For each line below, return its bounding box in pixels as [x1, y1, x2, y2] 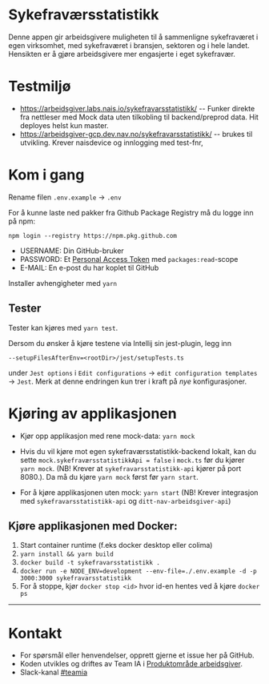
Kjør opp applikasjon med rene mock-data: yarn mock [19, 431, 195, 441]
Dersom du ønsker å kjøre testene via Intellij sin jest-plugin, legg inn [8, 338, 232, 348]
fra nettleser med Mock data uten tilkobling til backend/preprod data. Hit [19, 112, 259, 122]
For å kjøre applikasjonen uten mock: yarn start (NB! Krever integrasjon [19, 487, 259, 497]
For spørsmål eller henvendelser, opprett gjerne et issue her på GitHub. [19, 650, 255, 660]
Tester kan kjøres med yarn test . [8, 323, 118, 332]
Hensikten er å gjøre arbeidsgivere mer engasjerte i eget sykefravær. [8, 49, 236, 58]
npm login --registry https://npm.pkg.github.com [8, 231, 178, 239]
